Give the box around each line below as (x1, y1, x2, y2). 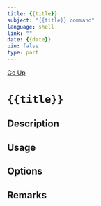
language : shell (7, 23, 54, 30)
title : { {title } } (7, 10, 58, 17)
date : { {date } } (7, 36, 52, 43)
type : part (7, 50, 39, 57)
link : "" (7, 29, 33, 37)
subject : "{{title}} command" (7, 17, 95, 24)
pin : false (7, 43, 39, 50)
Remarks (7, 189, 47, 201)
